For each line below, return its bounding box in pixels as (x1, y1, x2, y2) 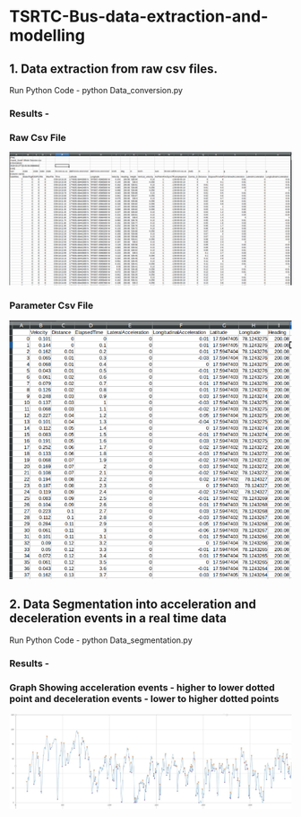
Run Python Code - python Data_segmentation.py (9, 635, 193, 646)
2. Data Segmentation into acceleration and (9, 597, 257, 612)
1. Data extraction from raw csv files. (9, 61, 218, 76)
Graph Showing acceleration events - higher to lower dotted (9, 681, 275, 693)
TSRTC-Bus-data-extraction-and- (9, 6, 269, 27)
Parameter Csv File (9, 299, 94, 312)
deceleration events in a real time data (9, 611, 227, 626)
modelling (9, 25, 85, 46)
